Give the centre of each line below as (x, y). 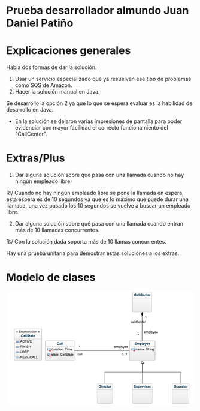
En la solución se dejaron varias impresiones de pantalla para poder (99, 121)
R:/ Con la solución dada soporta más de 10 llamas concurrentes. (86, 242)
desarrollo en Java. (30, 110)
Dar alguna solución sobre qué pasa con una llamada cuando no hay (99, 175)
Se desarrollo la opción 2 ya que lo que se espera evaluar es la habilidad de (99, 103)
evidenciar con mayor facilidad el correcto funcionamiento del (92, 128)
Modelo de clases (51, 277)
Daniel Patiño (40, 23)
